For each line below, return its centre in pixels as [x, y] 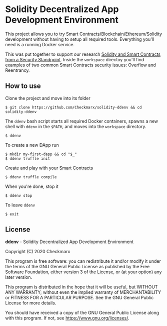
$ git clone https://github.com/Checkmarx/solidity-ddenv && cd [73, 107]
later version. [19, 277]
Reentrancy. [17, 70]
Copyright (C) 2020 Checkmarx [38, 251]
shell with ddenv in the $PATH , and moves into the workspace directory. [76, 126]
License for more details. [31, 303]
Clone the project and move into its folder [48, 98]
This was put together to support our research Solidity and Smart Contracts [83, 54]
